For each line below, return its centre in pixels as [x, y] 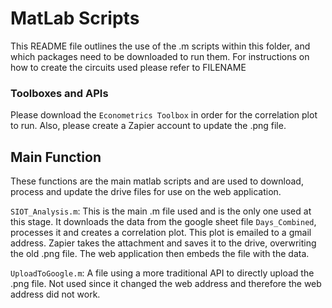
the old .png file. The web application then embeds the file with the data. [160, 254]
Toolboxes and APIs [59, 93]
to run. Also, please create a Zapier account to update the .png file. [148, 126]
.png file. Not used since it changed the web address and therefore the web [166, 284]
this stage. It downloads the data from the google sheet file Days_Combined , [163, 222]
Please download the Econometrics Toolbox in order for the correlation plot [164, 115]
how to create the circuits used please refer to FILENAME [128, 67]
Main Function [56, 157]
